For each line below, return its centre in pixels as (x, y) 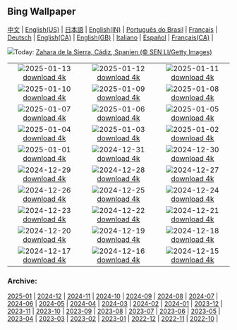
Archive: (22, 281)
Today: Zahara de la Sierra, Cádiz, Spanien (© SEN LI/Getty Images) (114, 51)
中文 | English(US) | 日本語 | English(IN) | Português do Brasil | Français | (113, 29)
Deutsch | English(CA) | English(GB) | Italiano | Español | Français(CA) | (110, 37)
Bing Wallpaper (42, 12)
